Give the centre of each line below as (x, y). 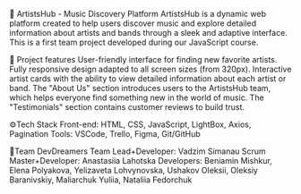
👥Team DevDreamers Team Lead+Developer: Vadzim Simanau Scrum (138, 151)
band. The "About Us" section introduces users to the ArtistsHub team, (140, 88)
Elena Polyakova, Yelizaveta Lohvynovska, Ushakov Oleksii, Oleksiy (133, 170)
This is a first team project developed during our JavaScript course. (134, 42)
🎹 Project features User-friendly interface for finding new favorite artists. (143, 59)
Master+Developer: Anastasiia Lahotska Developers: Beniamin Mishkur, (141, 160)
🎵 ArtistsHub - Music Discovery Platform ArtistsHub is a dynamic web (138, 14)
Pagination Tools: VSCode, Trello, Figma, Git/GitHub (105, 134)
